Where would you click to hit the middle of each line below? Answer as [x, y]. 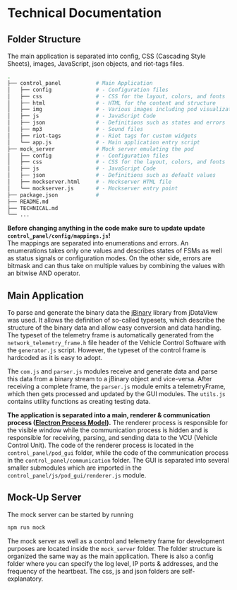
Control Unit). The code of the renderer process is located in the [101, 445]
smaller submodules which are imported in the [75, 468]
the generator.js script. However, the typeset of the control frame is [107, 350]
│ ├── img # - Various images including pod [102, 110]
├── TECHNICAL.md [33, 208]
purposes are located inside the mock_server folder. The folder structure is [115, 548]
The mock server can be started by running [71, 514]
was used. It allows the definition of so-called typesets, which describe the [116, 320]
